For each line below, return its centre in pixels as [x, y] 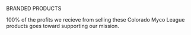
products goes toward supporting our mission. [63, 26]
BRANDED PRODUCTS [34, 8]
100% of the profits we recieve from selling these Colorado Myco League [95, 20]
